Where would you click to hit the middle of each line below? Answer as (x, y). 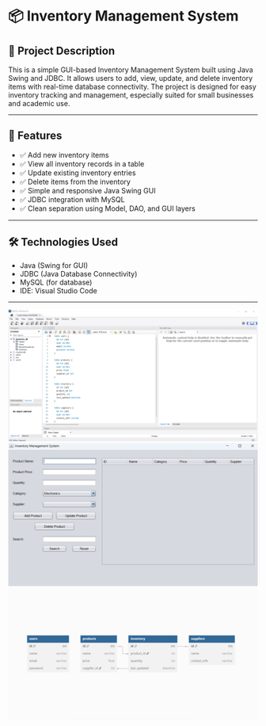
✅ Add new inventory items (64, 155)
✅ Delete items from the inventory (75, 181)
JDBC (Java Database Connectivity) (78, 273)
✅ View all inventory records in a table (82, 163)
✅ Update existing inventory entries (78, 173)
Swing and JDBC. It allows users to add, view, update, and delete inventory (131, 78)
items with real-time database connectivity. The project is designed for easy (133, 86)
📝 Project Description (62, 50)
